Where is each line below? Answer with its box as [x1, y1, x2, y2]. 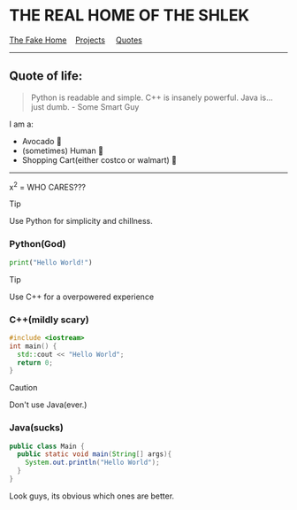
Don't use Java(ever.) [9, 399, 88, 410]
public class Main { [9, 442, 86, 451]
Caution [9, 382, 38, 393]
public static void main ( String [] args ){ [17, 450, 172, 459]
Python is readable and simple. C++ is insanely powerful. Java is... [30, 92, 274, 103]
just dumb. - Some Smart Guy [30, 101, 140, 112]
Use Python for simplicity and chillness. [9, 216, 153, 227]
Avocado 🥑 [21, 135, 62, 146]
